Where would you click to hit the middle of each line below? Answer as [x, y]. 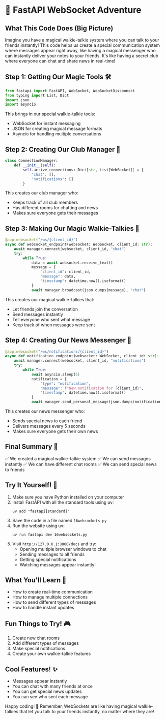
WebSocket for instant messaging [46, 124]
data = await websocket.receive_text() [72, 263]
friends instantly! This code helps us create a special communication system [82, 45]
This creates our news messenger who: [45, 411]
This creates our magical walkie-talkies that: [50, 299]
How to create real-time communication [53, 592]
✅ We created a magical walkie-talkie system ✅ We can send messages [78, 458]
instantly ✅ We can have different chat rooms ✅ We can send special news [81, 464]
